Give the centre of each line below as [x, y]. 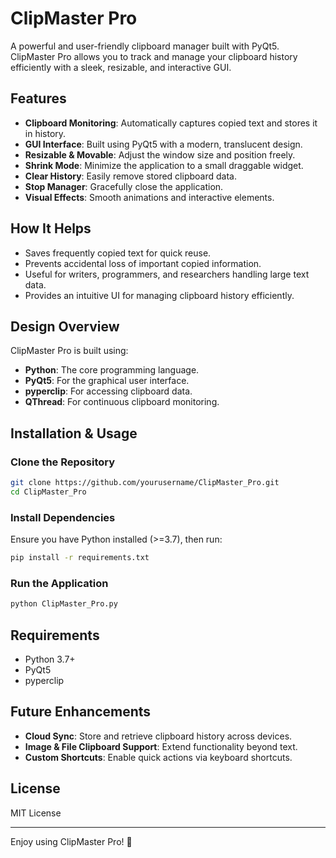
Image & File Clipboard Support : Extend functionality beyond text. [161, 746]
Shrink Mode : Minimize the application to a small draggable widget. [164, 165]
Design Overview [65, 326]
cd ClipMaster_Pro [48, 492]
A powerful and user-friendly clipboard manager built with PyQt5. [145, 46]
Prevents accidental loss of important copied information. [143, 263]
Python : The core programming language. [112, 370]
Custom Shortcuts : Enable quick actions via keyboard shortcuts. [158, 757]
